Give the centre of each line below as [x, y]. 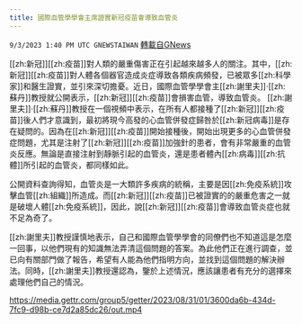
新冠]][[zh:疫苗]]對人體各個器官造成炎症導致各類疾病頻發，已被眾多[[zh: [142, 75]
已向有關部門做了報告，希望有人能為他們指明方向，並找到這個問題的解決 [143, 259]
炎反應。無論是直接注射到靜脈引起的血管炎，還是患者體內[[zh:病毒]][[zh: [143, 153]
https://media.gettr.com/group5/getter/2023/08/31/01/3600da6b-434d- [142, 300]
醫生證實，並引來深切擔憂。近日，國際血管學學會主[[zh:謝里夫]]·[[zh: [158, 85]
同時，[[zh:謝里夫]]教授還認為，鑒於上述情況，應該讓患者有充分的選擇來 [158, 270]
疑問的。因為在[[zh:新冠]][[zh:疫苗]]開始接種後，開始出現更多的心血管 [146, 130]
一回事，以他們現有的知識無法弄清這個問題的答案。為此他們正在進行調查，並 [151, 247]
